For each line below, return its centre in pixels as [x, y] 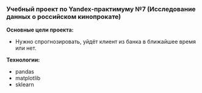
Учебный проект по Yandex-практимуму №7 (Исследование [101, 9]
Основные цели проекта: [40, 30]
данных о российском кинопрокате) [64, 16]
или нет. [26, 48]
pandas [25, 72]
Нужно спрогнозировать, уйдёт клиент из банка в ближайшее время [106, 42]
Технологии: [23, 60]
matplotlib [28, 78]
